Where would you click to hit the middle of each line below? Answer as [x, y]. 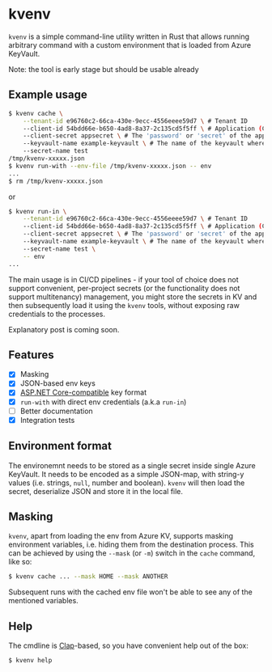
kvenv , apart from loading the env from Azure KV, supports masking [121, 536]
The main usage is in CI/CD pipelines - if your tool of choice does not [123, 279]
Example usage [48, 95]
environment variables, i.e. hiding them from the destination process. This [132, 545]
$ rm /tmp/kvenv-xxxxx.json [56, 181]
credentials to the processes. [57, 314]
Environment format [60, 446]
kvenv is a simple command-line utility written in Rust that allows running [129, 36]
